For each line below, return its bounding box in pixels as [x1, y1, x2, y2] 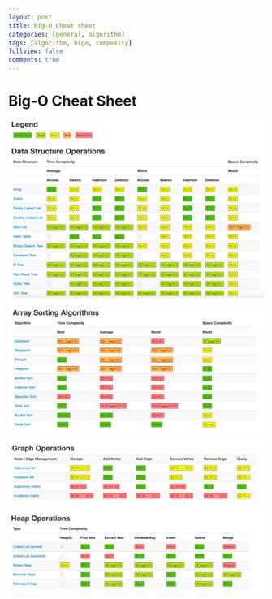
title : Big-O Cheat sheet [8, 21, 96, 30]
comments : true [8, 56, 60, 64]
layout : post [8, 13, 53, 21]
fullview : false [8, 47, 63, 56]
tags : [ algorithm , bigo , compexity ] [8, 39, 132, 47]
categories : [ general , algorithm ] [8, 30, 126, 38]
